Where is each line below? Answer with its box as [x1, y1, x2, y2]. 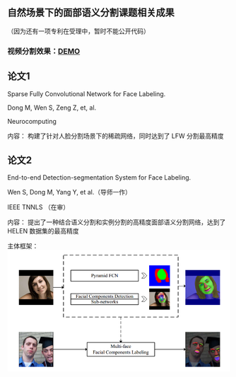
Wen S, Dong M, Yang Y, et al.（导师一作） [7, 188, 132, 197]
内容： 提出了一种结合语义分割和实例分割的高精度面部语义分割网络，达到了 [7, 218, 226, 226]
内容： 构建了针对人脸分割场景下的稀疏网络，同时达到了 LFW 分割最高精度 [7, 132, 224, 140]
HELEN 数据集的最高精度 [7, 227, 79, 236]
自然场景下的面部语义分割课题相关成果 [7, 6, 175, 19]
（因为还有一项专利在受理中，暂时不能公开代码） [7, 27, 150, 35]
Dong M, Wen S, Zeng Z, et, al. [7, 103, 97, 112]
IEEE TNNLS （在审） [7, 203, 69, 211]
